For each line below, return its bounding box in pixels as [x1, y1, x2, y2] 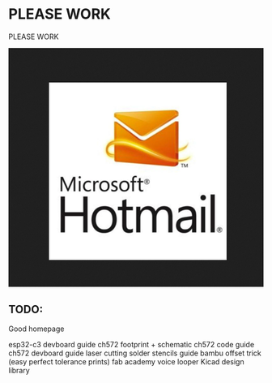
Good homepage [8, 324, 65, 334]
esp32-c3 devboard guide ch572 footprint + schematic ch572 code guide [8, 340, 255, 350]
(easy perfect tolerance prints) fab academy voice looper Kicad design [8, 357, 244, 367]
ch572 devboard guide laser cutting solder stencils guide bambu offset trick [8, 348, 261, 358]
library [8, 366, 30, 376]
